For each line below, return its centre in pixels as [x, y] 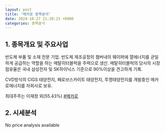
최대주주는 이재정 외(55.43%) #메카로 [42, 96]
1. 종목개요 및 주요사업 [37, 44]
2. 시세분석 [21, 113]
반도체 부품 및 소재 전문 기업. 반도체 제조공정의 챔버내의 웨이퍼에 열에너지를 [77, 57]
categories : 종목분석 [25, 23]
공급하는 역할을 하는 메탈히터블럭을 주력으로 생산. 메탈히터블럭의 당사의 [82, 63]
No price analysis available [32, 125]
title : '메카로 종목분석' [28, 14]
